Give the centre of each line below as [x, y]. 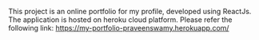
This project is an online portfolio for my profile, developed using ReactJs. [130, 11]
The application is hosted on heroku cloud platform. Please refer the [120, 20]
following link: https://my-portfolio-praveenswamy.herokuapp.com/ [119, 28]
